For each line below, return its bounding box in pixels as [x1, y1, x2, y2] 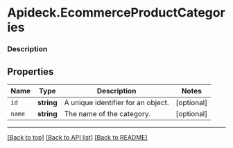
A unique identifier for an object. [64, 98, 169, 107]
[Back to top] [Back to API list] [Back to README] [7, 133, 148, 141]
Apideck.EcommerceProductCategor [7, 5, 225, 21]
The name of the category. [64, 109, 151, 118]
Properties [7, 66, 54, 77]
